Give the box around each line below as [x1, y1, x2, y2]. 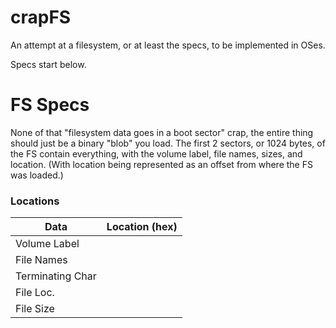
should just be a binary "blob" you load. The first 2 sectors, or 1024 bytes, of [10, 137, 326, 149]
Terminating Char [15, 269, 97, 283]
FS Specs [10, 94, 90, 116]
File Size [15, 302, 55, 316]
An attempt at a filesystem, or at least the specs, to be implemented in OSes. [10, 39, 326, 51]
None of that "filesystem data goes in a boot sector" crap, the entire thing [10, 126, 314, 138]
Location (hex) [106, 220, 178, 234]
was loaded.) [10, 169, 64, 181]
